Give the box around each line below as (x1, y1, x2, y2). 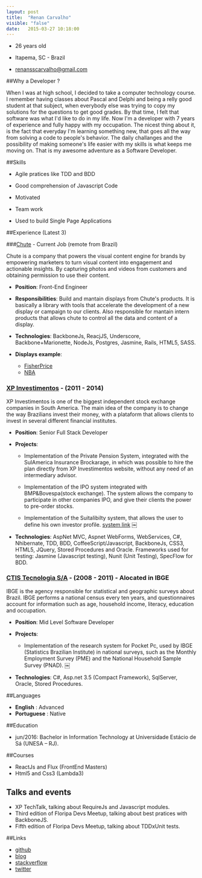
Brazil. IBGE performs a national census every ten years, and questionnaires (6, 594, 195, 601)
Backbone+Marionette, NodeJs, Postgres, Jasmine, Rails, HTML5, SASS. (14, 339, 196, 346)
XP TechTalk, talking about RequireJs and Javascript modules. (14, 803, 170, 810)
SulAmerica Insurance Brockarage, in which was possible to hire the (24, 458, 194, 466)
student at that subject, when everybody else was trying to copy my (6, 102, 175, 109)
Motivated (14, 194, 40, 201)
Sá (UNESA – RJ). (14, 740, 59, 747)
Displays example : (14, 351, 62, 358)
